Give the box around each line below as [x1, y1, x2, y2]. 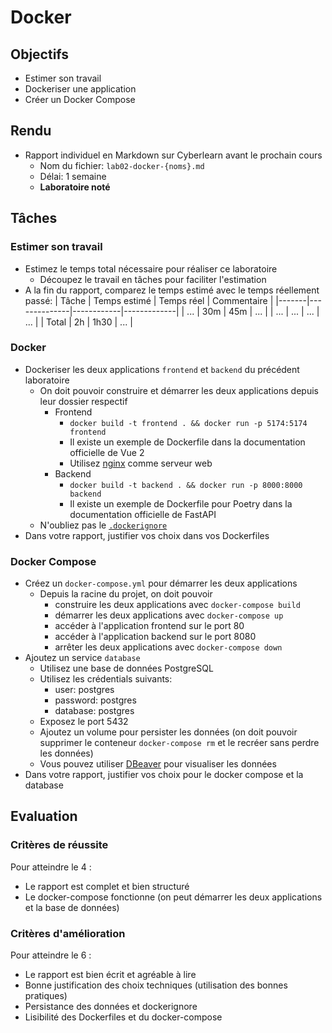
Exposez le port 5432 [39, 716, 129, 728]
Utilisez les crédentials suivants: [39, 673, 173, 685]
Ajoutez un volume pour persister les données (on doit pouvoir [39, 726, 298, 738]
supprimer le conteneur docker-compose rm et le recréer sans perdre [39, 737, 320, 749]
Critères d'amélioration [10, 926, 126, 940]
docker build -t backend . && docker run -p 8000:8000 [69, 480, 303, 490]
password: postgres [54, 694, 137, 706]
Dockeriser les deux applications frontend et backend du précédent [24, 363, 300, 375]
